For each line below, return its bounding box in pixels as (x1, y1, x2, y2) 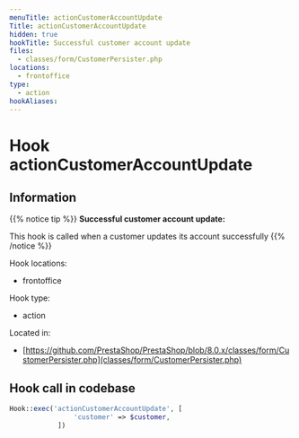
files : (9, 47, 34, 56)
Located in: (9, 328, 51, 338)
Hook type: (9, 293, 51, 303)
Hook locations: (9, 258, 67, 269)
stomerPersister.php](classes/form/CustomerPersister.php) (22, 355, 242, 365)
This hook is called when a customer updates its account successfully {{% (9, 231, 286, 242)
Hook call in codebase (9, 381, 136, 396)
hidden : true (9, 30, 58, 39)
